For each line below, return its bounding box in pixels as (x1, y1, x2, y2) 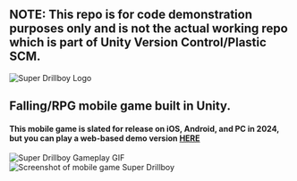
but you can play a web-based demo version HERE (9, 133, 200, 144)
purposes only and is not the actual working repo (9, 21, 288, 37)
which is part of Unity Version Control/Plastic (9, 35, 267, 50)
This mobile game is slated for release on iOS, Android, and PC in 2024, (9, 123, 280, 134)
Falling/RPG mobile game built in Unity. (9, 98, 231, 114)
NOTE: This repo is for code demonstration (9, 7, 253, 22)
